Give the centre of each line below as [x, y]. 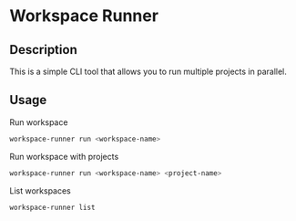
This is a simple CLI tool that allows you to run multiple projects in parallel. [148, 71]
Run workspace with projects [64, 156]
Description [43, 50]
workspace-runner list [52, 207]
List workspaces [40, 190]
